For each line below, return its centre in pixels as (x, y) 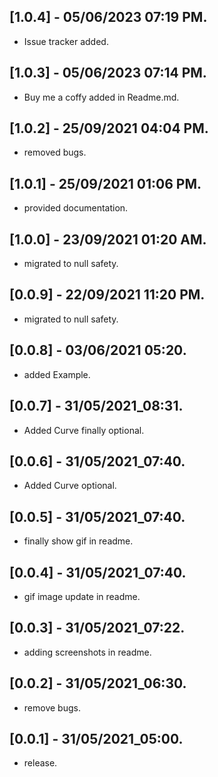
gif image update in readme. (82, 596)
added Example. (57, 374)
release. (40, 763)
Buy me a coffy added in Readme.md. (101, 97)
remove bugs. (52, 707)
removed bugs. (55, 152)
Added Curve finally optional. (84, 430)
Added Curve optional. (70, 486)
